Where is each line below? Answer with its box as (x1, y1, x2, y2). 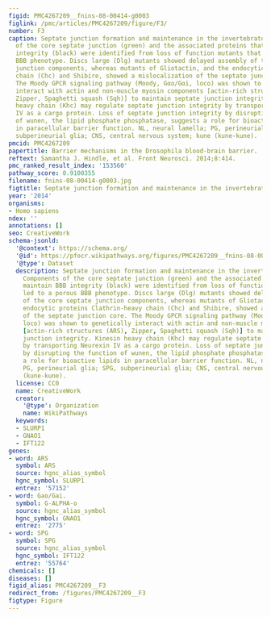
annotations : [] (8, 222, 63, 230)
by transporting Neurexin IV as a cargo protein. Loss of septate (23, 342, 251, 350)
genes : (8, 447, 31, 455)
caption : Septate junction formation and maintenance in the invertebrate (8, 34, 265, 43)
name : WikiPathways (23, 409, 89, 418)
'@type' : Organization (23, 402, 99, 410)
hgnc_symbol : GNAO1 (15, 514, 81, 523)
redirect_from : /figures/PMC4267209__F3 (8, 590, 147, 598)
